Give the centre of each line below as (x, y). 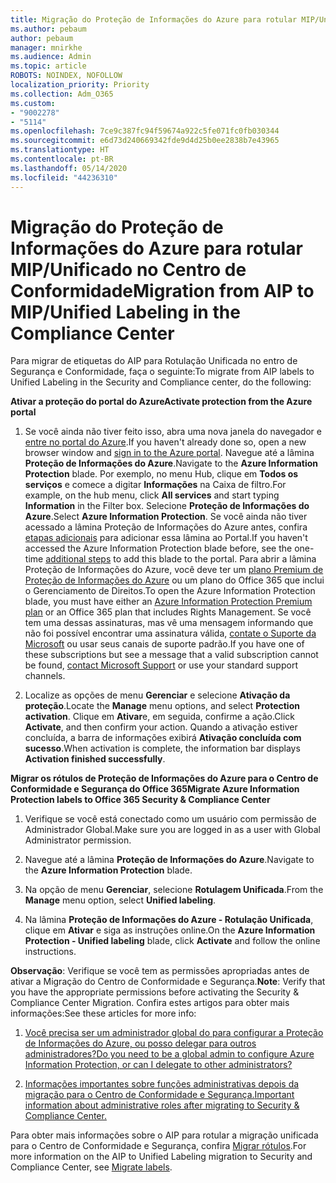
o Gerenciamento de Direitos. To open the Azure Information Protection (170, 591)
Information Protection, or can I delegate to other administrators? (158, 1065)
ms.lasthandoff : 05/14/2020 (69, 168)
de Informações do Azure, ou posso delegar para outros (140, 1043)
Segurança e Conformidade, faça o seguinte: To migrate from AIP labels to (162, 372)
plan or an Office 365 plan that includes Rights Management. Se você (168, 612)
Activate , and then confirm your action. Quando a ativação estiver (161, 727)
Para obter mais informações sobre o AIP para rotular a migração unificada (164, 1135)
